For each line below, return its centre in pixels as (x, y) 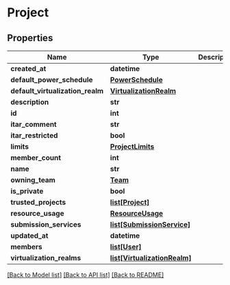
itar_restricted (34, 135)
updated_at (29, 236)
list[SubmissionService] (150, 224)
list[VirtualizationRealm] (151, 258)
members (26, 247)
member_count (36, 158)
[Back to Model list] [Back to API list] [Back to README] (86, 275)
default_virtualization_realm (57, 91)
